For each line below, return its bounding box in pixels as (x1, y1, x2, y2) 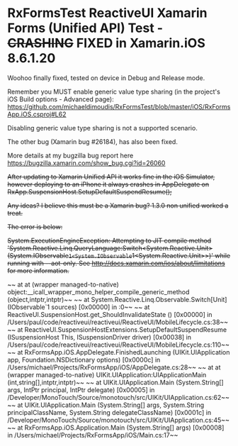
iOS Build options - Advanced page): (7, 94, 115, 104)
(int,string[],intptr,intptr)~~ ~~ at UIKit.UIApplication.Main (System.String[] (7, 378, 225, 386)
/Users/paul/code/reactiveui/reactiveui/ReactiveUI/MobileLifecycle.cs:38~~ (7, 318, 229, 326)
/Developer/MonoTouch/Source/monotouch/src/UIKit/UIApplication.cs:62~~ (7, 393, 230, 401)
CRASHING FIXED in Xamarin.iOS (7, 35, 205, 51)
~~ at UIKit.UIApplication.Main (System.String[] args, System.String (7, 401, 205, 409)
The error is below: (7, 222, 63, 231)
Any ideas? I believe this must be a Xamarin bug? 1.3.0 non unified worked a (7, 201, 229, 210)
